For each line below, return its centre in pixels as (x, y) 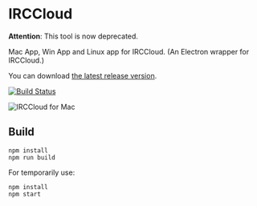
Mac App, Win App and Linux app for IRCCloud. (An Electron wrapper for (129, 51)
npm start (25, 194)
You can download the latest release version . (83, 75)
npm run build (32, 157)
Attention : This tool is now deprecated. (73, 36)
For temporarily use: (42, 172)
